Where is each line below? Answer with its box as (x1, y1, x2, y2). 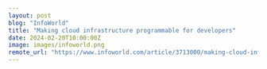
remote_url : (8, 48, 48, 56)
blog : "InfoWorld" (8, 19, 69, 27)
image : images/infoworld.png (8, 41, 105, 49)
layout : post (8, 11, 52, 20)
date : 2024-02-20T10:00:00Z (8, 33, 102, 42)
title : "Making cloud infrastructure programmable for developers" (8, 26, 237, 34)
